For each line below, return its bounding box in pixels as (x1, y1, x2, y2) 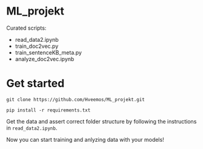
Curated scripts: (6, 24, 47, 31)
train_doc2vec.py (15, 42, 59, 50)
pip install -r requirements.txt (6, 107, 91, 113)
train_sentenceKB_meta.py (15, 48, 82, 56)
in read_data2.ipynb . (6, 124, 58, 131)
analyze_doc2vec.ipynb (15, 55, 75, 62)
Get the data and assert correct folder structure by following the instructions (6, 118, 197, 125)
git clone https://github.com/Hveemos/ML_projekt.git (6, 96, 145, 102)
